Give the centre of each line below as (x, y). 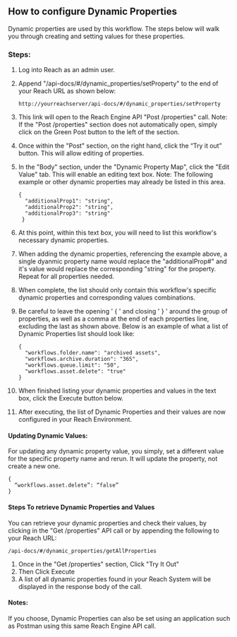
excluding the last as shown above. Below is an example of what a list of (123, 326)
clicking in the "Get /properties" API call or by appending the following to (114, 530)
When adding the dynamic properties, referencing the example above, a (123, 254)
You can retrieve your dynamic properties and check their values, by (108, 523)
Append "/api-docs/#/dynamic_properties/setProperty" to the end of (118, 83)
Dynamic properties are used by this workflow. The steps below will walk (114, 28)
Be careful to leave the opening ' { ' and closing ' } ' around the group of (123, 311)
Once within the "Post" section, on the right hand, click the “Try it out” (120, 146)
